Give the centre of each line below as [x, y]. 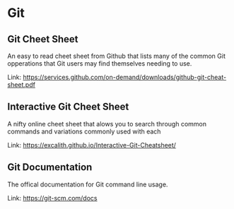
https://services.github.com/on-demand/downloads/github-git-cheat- [125, 77]
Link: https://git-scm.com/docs [52, 198]
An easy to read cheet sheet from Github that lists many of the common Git [117, 56]
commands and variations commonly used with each [84, 131]
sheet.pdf [21, 85]
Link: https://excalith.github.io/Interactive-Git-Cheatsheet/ [92, 145]
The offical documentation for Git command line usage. [88, 184]
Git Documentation [50, 167]
